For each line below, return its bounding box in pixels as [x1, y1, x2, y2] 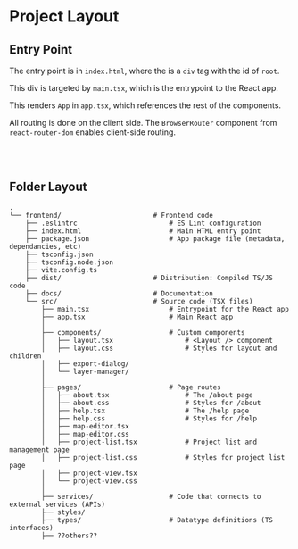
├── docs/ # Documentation [25, 288, 214, 298]
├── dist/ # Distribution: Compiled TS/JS [25, 273, 274, 282]
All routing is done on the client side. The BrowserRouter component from [9, 118, 277, 128]
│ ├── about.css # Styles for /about [41, 398, 261, 407]
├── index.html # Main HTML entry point [25, 226, 261, 236]
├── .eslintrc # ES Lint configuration [25, 219, 261, 228]
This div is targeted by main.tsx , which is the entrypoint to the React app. [9, 83, 279, 93]
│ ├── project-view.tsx [41, 469, 138, 478]
